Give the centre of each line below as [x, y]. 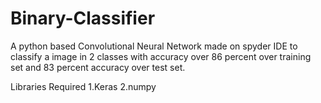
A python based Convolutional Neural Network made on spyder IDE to [154, 46]
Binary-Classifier [83, 18]
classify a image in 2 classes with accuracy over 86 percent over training [161, 56]
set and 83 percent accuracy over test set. [98, 67]
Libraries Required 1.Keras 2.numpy [83, 86]
